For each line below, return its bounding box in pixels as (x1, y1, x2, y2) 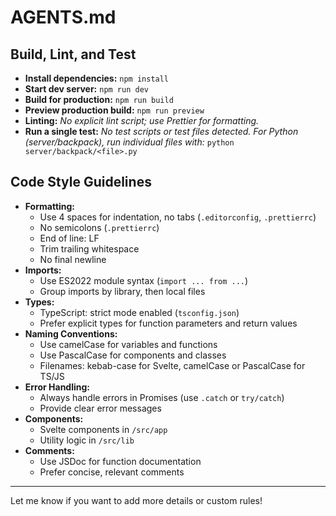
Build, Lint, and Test (10, 46, 137, 63)
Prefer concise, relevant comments (39, 466, 185, 478)
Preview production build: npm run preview (24, 104, 205, 116)
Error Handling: (24, 381, 91, 393)
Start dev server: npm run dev (24, 83, 149, 95)
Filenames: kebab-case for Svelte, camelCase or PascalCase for (39, 359, 306, 371)
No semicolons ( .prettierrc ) (39, 221, 160, 233)
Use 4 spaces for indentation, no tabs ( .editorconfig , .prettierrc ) (39, 211, 317, 223)
